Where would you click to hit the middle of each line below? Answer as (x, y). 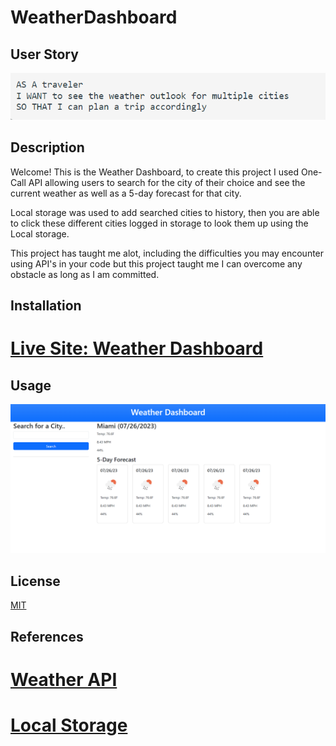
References (47, 636)
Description (47, 147)
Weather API (64, 679)
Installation (46, 306)
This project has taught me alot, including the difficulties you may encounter (167, 253)
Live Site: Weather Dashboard (137, 348)
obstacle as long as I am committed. (85, 274)
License (35, 581)
